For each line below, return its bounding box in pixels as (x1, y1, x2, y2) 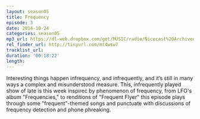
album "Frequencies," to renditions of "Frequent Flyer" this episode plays (6, 93, 186, 101)
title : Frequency (6, 14, 49, 20)
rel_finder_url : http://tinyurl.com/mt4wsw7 (6, 42, 118, 48)
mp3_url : (6, 36, 28, 42)
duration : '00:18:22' (6, 53, 60, 59)
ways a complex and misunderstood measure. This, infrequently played (6, 81, 182, 88)
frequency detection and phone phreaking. (6, 106, 111, 113)
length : (6, 58, 26, 64)
